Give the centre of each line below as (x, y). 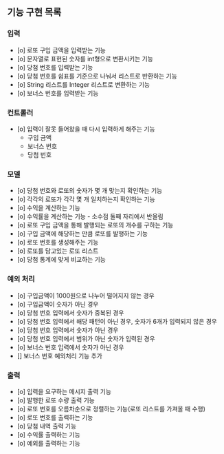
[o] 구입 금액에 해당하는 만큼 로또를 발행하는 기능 (82, 234)
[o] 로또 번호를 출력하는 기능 (55, 417)
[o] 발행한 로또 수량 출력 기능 (56, 400)
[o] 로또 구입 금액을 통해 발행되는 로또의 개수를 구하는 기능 (95, 225)
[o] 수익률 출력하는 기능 (48, 434)
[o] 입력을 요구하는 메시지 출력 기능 (64, 391)
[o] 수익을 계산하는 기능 (48, 208)
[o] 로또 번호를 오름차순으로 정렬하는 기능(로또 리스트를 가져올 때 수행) (111, 409)
